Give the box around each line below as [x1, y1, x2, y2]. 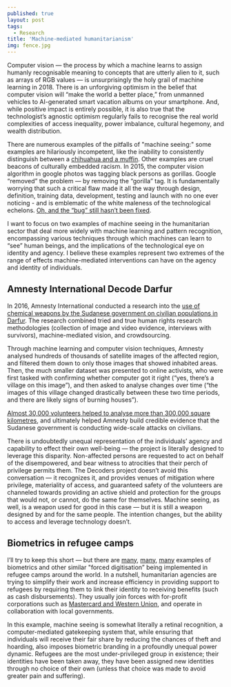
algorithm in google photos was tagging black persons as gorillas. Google [7, 170, 217, 178]
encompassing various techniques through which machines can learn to [7, 234, 212, 242]
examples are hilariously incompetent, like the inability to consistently [7, 147, 205, 156]
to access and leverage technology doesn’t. [7, 517, 132, 526]
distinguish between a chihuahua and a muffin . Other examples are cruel [7, 155, 214, 163]
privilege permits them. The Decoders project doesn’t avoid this [7, 466, 188, 474]
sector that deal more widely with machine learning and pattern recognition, [7, 227, 223, 235]
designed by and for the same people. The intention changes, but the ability [7, 510, 223, 518]
